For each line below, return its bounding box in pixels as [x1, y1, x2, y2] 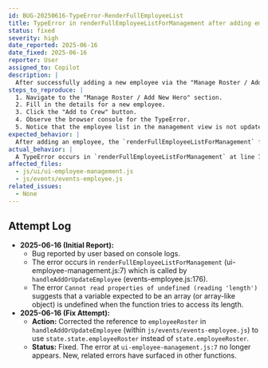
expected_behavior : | [8, 130, 81, 138]
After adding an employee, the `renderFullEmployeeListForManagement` [15, 137, 255, 146]
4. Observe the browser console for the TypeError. [15, 116, 191, 124]
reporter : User [8, 57, 59, 65]
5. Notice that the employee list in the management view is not [15, 123, 238, 131]
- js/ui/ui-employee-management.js [15, 168, 134, 176]
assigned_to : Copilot [8, 64, 81, 72]
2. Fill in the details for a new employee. [15, 101, 166, 109]
